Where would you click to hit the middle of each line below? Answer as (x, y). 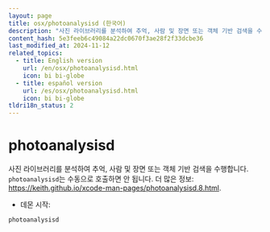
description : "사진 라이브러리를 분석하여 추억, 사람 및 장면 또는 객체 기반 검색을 (131, 31)
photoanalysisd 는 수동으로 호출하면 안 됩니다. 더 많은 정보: (101, 179)
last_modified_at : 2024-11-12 (59, 46)
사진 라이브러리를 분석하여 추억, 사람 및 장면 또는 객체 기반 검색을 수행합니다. (129, 169)
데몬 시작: (35, 205)
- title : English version (59, 61)
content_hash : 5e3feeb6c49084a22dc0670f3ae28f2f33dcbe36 (106, 38)
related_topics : (35, 53)
